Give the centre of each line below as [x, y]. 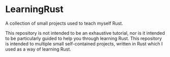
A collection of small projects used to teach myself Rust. [64, 23]
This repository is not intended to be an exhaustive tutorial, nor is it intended [85, 33]
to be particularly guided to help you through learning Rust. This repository [83, 38]
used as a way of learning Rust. [38, 49]
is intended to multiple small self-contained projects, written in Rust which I [84, 43]
